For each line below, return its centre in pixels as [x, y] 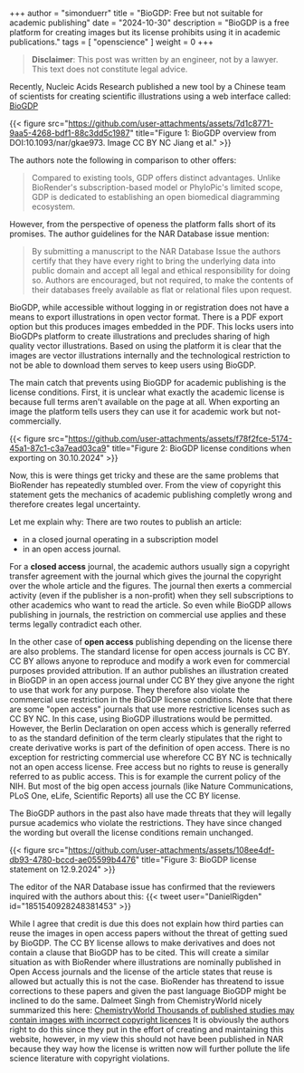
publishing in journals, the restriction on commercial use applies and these [148, 614]
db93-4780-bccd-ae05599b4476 [73, 860]
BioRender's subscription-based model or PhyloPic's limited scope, [157, 187]
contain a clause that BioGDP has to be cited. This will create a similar [139, 953]
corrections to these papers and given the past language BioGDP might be [148, 991]
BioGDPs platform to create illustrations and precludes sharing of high [140, 336]
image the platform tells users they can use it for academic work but [137, 412]
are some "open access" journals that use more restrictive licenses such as [150, 709]
